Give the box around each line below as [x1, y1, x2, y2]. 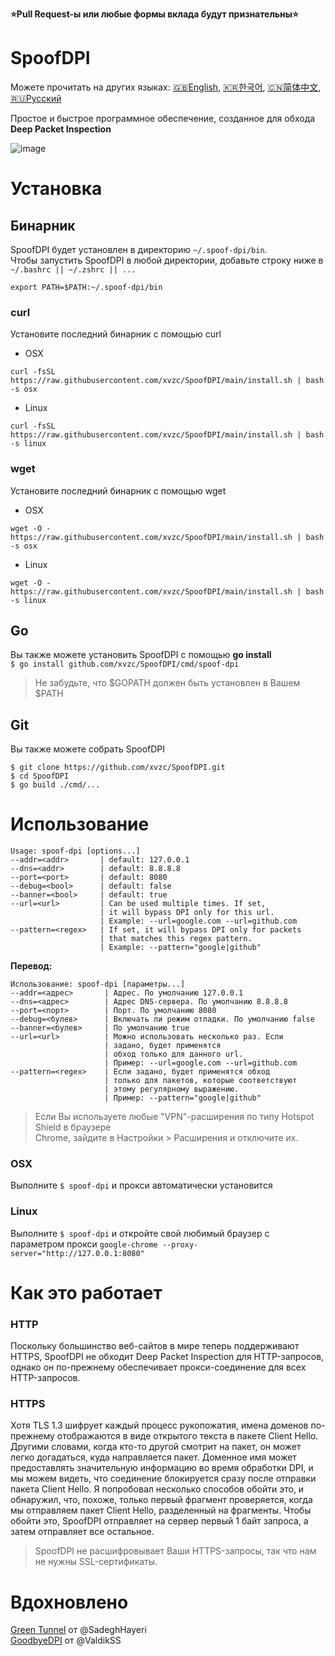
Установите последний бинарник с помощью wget [10, 484, 227, 497]
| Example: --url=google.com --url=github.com [99, 916, 298, 927]
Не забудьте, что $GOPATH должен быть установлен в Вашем [34, 677, 301, 689]
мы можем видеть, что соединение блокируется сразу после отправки [10, 1473, 317, 1485]
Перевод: [10, 960, 53, 972]
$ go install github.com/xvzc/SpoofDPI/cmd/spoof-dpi [10, 659, 240, 670]
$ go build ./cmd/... [10, 780, 101, 790]
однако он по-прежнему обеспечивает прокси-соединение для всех [10, 1361, 307, 1373]
